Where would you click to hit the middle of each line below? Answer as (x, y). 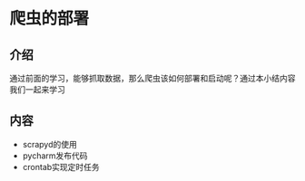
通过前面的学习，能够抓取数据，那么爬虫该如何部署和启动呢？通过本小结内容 (152, 78)
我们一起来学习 (37, 90)
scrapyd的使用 (49, 144)
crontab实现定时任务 (61, 167)
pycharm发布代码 (55, 156)
